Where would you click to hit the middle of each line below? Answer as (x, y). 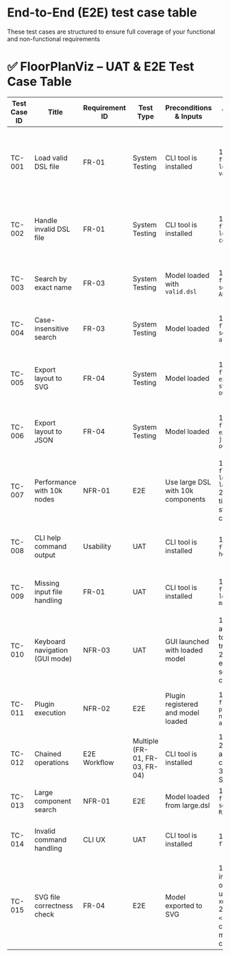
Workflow (99, 762)
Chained (48, 754)
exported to (184, 906)
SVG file (47, 897)
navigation (51, 650)
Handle (46, 220)
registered (182, 704)
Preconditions (189, 108)
